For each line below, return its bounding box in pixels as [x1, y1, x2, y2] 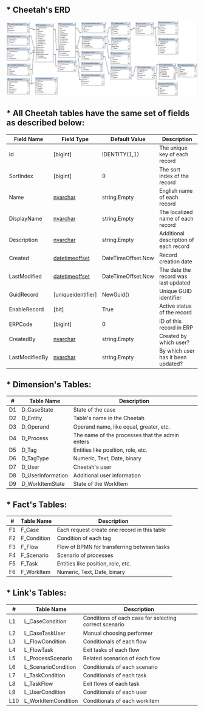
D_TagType [21, 455, 49, 462]
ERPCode [8, 320, 33, 328]
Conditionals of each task [83, 671, 147, 679]
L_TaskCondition [24, 671, 66, 679]
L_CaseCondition [24, 617, 67, 625]
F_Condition [21, 534, 50, 542]
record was [158, 272, 188, 280]
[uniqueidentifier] [53, 291, 97, 298]
